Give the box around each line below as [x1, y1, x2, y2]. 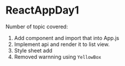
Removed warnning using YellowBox [14, 53, 101, 60]
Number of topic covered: [5, 23, 68, 30]
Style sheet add [14, 47, 52, 54]
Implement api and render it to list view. [14, 41, 110, 48]
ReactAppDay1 [5, 4, 80, 17]
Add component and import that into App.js [14, 34, 119, 41]
